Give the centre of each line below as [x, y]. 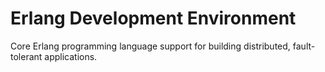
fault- [304, 46]
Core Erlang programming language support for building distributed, [150, 46]
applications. [71, 56]
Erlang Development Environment [153, 18]
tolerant [26, 56]
